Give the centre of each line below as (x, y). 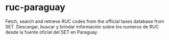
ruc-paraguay (35, 7)
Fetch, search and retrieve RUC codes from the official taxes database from (85, 21)
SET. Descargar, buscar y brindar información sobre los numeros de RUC (82, 26)
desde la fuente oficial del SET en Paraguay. (52, 32)
